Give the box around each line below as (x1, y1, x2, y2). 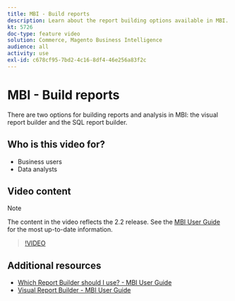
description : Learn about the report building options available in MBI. (7, 17, 229, 24)
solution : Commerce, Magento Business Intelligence (7, 37, 162, 44)
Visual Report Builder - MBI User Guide (17, 286, 131, 295)
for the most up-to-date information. (7, 225, 113, 234)
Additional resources (7, 259, 102, 271)
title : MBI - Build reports (7, 10, 90, 18)
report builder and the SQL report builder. (7, 118, 128, 126)
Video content (7, 185, 72, 197)
